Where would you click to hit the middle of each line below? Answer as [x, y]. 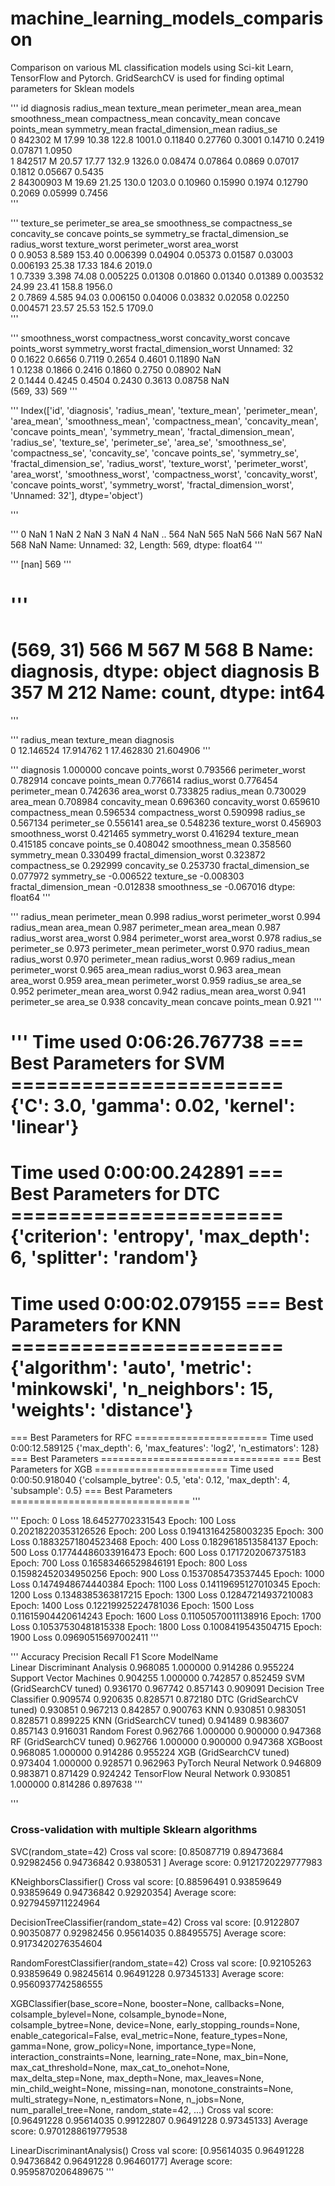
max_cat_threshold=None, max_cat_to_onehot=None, [120, 2067]
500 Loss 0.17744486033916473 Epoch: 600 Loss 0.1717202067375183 [158, 1553]
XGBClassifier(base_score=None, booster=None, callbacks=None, [147, 2003]
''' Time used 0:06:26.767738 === [157, 1042]
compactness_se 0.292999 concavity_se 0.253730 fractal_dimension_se [160, 866]
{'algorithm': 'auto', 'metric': [131, 1367]
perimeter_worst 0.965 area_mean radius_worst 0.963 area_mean [146, 970]
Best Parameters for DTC [115, 1194]
